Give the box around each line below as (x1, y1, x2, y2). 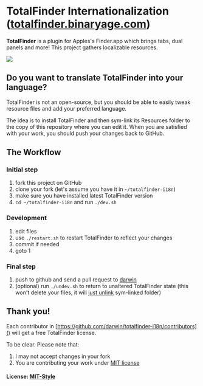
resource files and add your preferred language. (6, 105, 126, 112)
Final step (6, 262, 36, 271)
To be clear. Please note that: (6, 340, 80, 348)
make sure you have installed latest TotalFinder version (15, 192, 153, 199)
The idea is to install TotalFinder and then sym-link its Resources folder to (6, 117, 190, 124)
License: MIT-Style (6, 373, 56, 381)
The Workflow (6, 147, 61, 157)
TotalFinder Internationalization (6, 4, 169, 18)
